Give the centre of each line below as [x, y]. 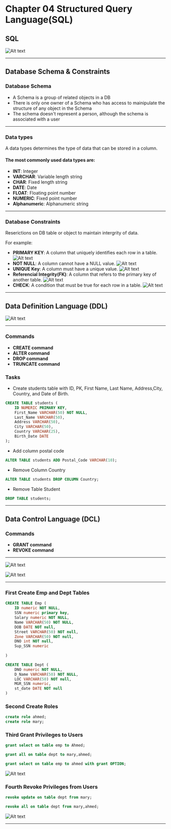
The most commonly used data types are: [50, 160]
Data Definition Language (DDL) [56, 306]
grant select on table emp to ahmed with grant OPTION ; [66, 764]
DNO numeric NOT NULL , [38, 670]
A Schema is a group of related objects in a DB [62, 97]
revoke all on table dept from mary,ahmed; [52, 807]
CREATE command [33, 347]
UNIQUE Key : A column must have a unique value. [65, 269]
